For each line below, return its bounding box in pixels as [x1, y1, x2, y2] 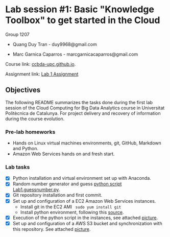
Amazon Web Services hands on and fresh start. [12, 151, 115, 157]
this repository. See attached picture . [12, 226, 91, 232]
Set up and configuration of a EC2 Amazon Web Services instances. [12, 198, 156, 204]
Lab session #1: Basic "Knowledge [5, 4, 155, 15]
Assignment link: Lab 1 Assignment [5, 70, 79, 77]
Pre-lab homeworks [5, 128, 56, 135]
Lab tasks [5, 163, 30, 171]
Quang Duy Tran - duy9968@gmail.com [12, 41, 97, 47]
